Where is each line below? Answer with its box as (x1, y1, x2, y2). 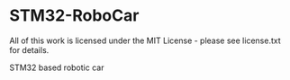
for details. (9, 44, 50, 55)
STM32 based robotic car (9, 62, 104, 73)
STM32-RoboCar (9, 5, 140, 26)
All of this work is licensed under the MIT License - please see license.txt (9, 35, 281, 46)
